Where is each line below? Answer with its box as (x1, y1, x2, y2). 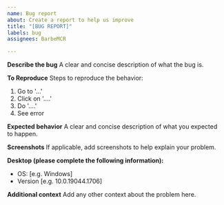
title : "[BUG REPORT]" (7, 23, 72, 30)
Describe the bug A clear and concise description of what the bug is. (7, 61, 204, 69)
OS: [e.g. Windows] (17, 170, 73, 178)
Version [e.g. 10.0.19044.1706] (17, 177, 103, 186)
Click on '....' (17, 94, 52, 103)
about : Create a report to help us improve (7, 17, 134, 23)
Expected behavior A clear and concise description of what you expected (7, 122, 218, 131)
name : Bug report (7, 10, 57, 17)
